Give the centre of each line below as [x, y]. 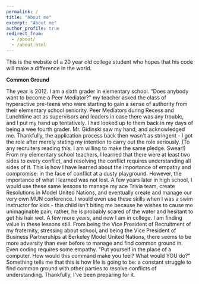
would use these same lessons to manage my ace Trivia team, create [91, 186]
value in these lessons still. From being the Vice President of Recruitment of [99, 224]
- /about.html [29, 45]
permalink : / [22, 12]
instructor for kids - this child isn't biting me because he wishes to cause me [99, 205]
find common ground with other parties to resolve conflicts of [81, 268]
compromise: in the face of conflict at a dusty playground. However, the [94, 173]
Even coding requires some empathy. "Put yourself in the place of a [89, 249]
